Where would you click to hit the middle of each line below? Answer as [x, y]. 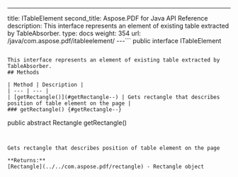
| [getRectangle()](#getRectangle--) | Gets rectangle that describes [114, 97]
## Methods [23, 72]
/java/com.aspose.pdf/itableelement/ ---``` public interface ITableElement [114, 41]
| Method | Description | [45, 85]
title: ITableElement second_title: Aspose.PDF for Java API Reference [108, 18]
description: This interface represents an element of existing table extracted [118, 26]
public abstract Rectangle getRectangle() [67, 122]
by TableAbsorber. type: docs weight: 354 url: [74, 33]
